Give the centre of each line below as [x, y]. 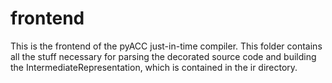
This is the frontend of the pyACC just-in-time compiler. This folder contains [166, 46]
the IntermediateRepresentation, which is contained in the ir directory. [154, 67]
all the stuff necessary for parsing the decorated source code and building [163, 56]
